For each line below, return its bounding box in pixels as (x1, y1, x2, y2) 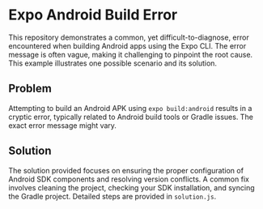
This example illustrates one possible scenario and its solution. (8, 58, 217, 68)
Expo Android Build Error (8, 6, 178, 24)
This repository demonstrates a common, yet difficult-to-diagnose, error (8, 32, 249, 42)
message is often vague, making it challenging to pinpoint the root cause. (8, 49, 253, 59)
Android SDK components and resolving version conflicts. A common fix (8, 174, 249, 184)
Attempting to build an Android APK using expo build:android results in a (8, 103, 252, 113)
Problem (8, 82, 53, 96)
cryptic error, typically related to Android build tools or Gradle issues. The (8, 112, 253, 122)
